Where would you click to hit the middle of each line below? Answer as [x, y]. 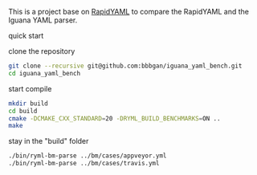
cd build [23, 111]
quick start [26, 36]
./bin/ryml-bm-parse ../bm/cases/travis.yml [84, 164]
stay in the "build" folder [49, 141]
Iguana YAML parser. [43, 20]
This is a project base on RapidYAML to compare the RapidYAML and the [128, 12]
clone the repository [42, 51]
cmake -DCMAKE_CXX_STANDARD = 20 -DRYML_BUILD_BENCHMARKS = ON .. [114, 118]
